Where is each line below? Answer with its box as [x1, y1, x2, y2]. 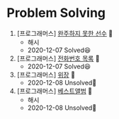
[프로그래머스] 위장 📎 [16, 70, 76, 79]
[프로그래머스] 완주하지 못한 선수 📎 [16, 29, 113, 37]
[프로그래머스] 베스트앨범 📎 [16, 87, 93, 95]
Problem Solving [6, 5, 106, 21]
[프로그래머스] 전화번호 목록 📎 [16, 54, 100, 63]
